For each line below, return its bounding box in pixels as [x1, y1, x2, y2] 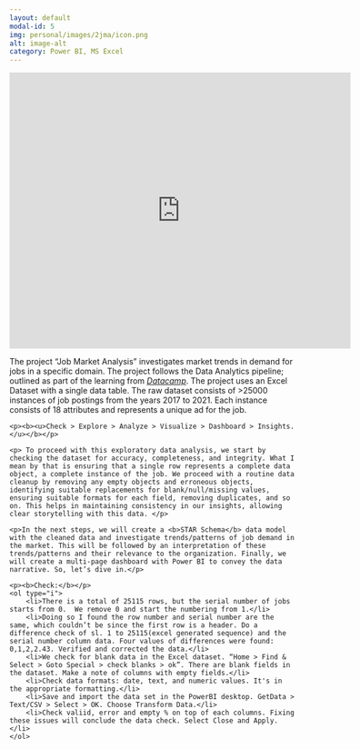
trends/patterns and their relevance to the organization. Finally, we [9, 549, 286, 559]
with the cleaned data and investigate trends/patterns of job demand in [9, 534, 295, 543]
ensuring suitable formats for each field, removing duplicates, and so [9, 494, 291, 503]
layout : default [9, 13, 71, 23]
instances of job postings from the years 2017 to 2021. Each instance [9, 394, 268, 405]
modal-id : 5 [9, 22, 55, 31]
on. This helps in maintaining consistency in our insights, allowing [9, 502, 283, 511]
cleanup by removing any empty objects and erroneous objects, [9, 478, 255, 487]
